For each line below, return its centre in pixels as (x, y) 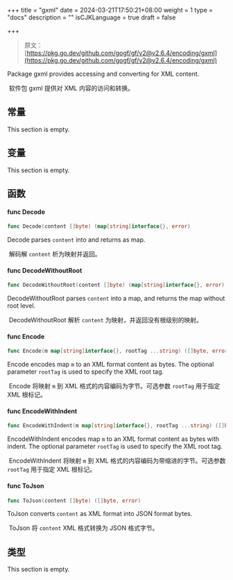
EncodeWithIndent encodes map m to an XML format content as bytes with (113, 439)
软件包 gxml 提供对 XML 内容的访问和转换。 (71, 88)
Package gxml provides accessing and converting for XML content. (103, 74)
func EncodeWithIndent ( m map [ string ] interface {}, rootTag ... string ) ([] (116, 426)
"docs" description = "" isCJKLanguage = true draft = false (92, 17)
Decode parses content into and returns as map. (76, 240)
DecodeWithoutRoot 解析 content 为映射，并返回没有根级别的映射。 (106, 320)
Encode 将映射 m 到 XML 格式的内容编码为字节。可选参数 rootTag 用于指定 (114, 386)
